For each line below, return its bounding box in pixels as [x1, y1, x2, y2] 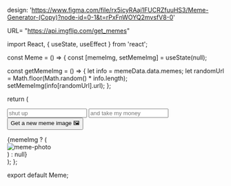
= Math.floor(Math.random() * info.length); [7, 74, 128, 82]
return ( [7, 95, 29, 103]
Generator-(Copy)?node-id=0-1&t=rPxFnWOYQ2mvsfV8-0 [7, 13, 174, 21]
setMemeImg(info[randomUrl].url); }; [7, 82, 112, 89]
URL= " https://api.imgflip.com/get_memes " [7, 27, 130, 35]
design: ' [7, 6, 32, 14]
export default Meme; [7, 171, 69, 179]
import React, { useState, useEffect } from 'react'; [7, 40, 148, 48]
